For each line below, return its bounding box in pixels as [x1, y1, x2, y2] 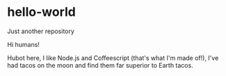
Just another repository [7, 27, 75, 35]
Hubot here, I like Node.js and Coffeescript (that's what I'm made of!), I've [7, 53, 219, 62]
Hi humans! [7, 40, 40, 48]
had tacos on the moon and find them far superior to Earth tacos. [7, 61, 193, 69]
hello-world [7, 4, 76, 20]
